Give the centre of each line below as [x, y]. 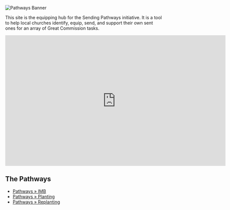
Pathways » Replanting [36, 202]
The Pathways [28, 179]
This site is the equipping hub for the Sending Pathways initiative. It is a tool [84, 17]
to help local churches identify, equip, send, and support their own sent [79, 23]
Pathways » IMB [29, 191]
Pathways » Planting [34, 196]
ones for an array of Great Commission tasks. [52, 28]
